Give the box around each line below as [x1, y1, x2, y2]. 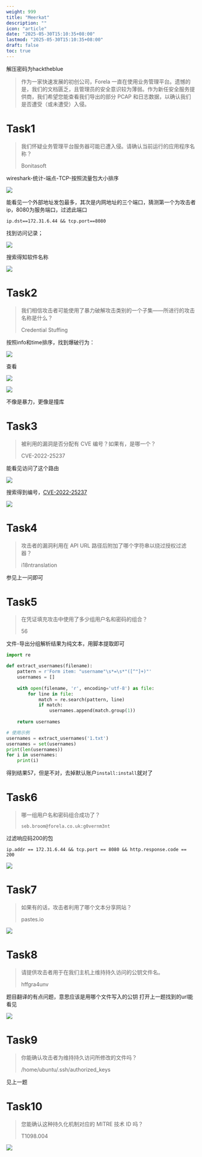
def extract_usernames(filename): [6, 663, 93, 669]
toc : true [6, 48, 31, 54]
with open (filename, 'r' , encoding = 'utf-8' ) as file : [17, 685, 155, 691]
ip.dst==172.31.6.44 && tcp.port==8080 [6, 218, 106, 224]
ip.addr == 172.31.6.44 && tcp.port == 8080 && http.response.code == [6, 847, 187, 853]
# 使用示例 [6, 730, 30, 736]
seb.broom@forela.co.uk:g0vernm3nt [20, 823, 111, 829]
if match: [38, 702, 63, 708]
